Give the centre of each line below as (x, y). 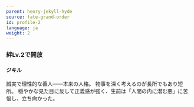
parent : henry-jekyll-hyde (39, 11)
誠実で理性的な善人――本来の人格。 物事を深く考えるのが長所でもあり (92, 84)
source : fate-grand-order (38, 17)
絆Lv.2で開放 (24, 55)
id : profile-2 (24, 22)
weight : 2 (18, 33)
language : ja (22, 28)
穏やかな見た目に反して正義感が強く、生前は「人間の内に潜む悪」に (100, 91)
